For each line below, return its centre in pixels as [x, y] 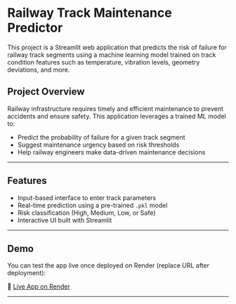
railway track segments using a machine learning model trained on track [112, 55]
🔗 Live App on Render [39, 286]
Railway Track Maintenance [90, 13]
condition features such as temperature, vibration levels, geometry [104, 62]
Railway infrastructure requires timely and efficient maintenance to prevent [115, 108]
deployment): [27, 273]
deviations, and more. [39, 70]
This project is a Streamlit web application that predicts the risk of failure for [117, 47]
